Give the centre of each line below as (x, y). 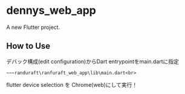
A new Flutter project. (33, 27)
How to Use (28, 46)
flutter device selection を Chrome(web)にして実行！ (72, 84)
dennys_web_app (51, 11)
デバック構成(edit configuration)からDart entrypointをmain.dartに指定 (93, 61)
